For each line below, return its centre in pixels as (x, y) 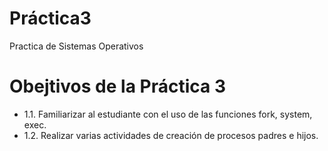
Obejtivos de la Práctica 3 (117, 86)
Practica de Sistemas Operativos (76, 46)
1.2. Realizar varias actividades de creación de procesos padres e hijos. (171, 135)
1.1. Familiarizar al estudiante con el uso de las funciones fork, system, (168, 114)
